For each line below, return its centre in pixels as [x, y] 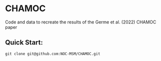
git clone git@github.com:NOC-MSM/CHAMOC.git [53, 54]
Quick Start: [24, 43]
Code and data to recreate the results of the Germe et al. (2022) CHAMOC [81, 22]
